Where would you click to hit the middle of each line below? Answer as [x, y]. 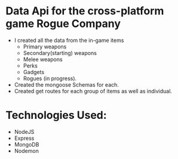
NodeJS [24, 132]
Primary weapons [45, 47]
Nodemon [27, 151]
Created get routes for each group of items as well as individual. [93, 91]
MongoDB [27, 144]
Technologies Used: [56, 115]
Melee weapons [43, 59]
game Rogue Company [63, 24]
